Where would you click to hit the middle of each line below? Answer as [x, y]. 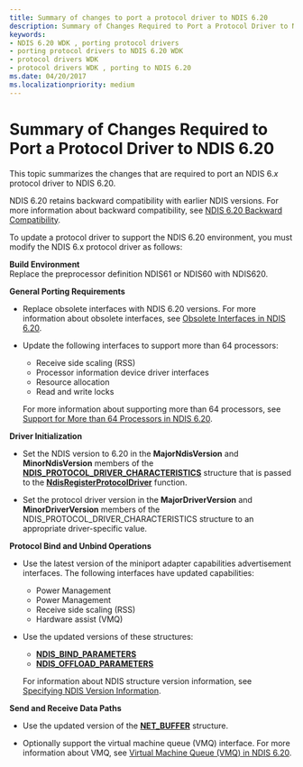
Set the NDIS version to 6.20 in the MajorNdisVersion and [130, 453]
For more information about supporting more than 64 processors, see [151, 409]
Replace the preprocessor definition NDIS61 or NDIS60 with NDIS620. [139, 274]
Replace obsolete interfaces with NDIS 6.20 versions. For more [139, 308]
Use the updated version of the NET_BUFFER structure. [125, 726]
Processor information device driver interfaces [122, 372]
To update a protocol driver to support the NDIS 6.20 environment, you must [151, 237]
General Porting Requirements [68, 291]
